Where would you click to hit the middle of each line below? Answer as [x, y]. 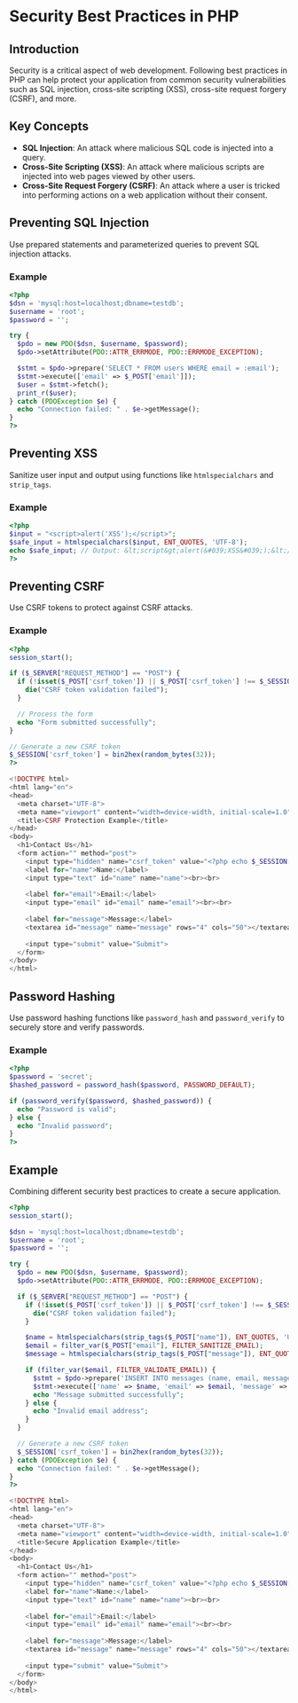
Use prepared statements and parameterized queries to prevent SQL [134, 244]
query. [34, 157]
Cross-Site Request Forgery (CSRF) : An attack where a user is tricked [151, 185]
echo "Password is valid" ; [67, 1109]
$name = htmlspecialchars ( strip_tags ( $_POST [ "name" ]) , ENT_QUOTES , [152, 1338]
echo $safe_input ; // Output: [65, 550]
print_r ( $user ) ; [47, 393]
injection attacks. [40, 254]
